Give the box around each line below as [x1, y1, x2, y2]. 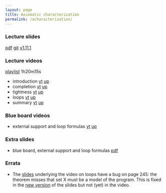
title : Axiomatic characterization [5, 12, 79, 17]
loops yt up [12, 94, 36, 100]
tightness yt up [12, 89, 43, 95]
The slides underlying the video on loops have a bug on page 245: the [12, 171, 157, 177]
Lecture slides [5, 33, 40, 40]
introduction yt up [12, 78, 49, 84]
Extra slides [5, 136, 34, 143]
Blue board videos [5, 112, 50, 119]
